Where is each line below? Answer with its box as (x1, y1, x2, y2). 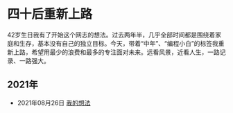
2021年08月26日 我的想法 (17, 98, 92, 107)
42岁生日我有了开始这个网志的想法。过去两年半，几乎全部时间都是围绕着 (7, 31, 216, 39)
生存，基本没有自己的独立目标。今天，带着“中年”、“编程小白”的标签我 (19, 39, 218, 47)
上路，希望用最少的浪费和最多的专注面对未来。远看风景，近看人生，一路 (12, 48, 220, 56)
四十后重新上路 (7, 6, 93, 22)
